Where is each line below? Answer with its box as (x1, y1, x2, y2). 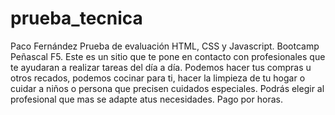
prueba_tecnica (10, 7, 143, 30)
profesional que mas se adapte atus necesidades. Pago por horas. (10, 93, 283, 105)
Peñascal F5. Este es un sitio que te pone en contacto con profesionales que (10, 50, 326, 62)
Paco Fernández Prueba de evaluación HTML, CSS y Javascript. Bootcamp (10, 40, 320, 52)
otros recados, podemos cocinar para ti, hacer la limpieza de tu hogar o (10, 72, 306, 84)
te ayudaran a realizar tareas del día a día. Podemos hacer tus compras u (10, 61, 312, 73)
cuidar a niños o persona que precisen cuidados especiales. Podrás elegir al (10, 82, 325, 94)
